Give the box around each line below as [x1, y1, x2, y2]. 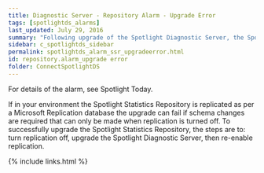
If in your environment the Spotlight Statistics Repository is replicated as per [8, 99, 255, 109]
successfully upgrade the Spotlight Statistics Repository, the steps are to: [8, 124, 246, 134]
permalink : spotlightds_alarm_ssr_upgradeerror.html [8, 48, 185, 56]
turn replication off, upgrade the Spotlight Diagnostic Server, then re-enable [8, 133, 253, 142]
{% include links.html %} [8, 156, 88, 166]
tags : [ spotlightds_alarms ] [8, 19, 101, 27]
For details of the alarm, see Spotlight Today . [8, 84, 153, 94]
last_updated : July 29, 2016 [8, 26, 104, 34]
